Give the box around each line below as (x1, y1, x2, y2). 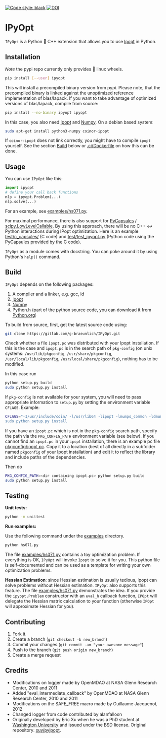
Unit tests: (5, 505, 27, 511)
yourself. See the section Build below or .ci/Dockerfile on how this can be (5, 143, 155, 149)
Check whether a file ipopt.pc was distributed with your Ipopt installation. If (5, 340, 159, 346)
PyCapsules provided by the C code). (5, 239, 82, 245)
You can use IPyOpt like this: (5, 176, 63, 182)
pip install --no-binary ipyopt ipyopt (5, 110, 87, 115)
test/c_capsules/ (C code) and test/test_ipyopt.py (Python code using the (5, 233, 154, 239)
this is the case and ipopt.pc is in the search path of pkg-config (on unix (5, 345, 153, 351)
